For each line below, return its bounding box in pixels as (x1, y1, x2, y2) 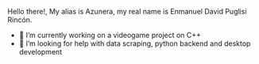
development (18, 47, 63, 56)
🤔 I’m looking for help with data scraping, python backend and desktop (18, 39, 251, 48)
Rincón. (7, 15, 33, 24)
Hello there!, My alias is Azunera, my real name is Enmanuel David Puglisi (7, 7, 247, 16)
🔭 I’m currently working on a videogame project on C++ (18, 31, 202, 40)
